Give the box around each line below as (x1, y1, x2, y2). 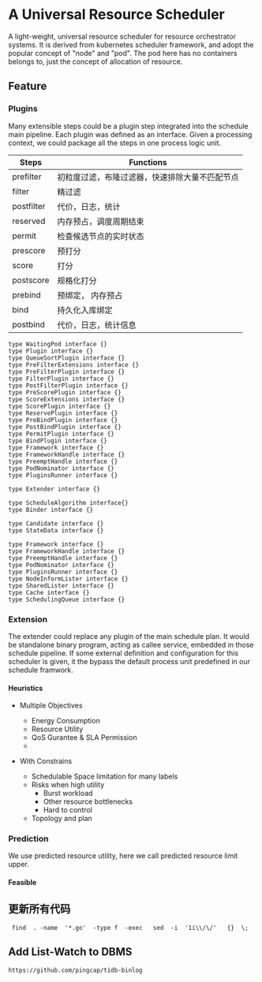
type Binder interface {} (8, 506, 93, 513)
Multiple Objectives (19, 700, 83, 711)
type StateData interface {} (8, 526, 104, 534)
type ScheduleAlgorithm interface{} (8, 498, 129, 506)
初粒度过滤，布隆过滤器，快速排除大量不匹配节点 (57, 171, 239, 182)
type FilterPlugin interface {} (8, 375, 114, 383)
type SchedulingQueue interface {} (8, 596, 125, 603)
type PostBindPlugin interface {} (8, 423, 122, 431)
